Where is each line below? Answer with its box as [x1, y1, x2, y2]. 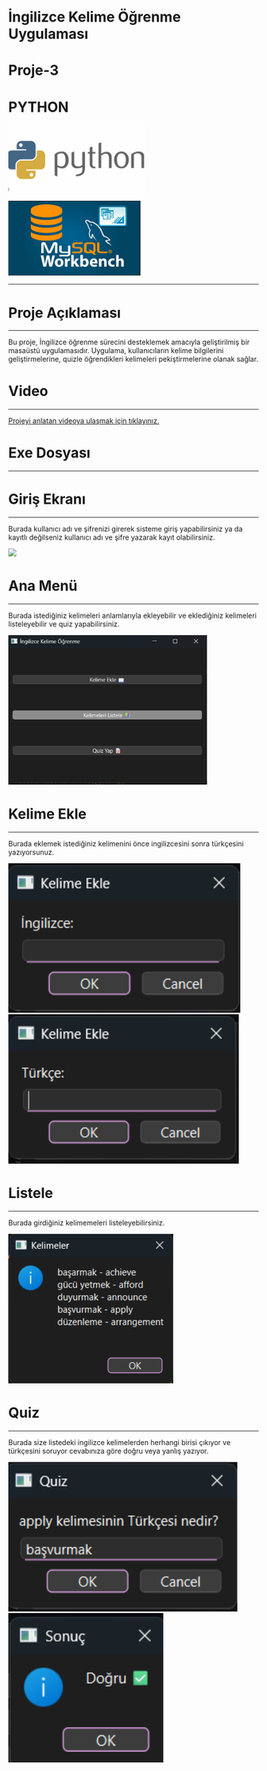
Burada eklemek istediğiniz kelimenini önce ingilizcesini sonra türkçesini [8, 838, 244, 848]
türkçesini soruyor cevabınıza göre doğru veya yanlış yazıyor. [8, 1446, 209, 1455]
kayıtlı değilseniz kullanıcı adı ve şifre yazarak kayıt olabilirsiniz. [8, 532, 216, 542]
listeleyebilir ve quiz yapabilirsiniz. [8, 619, 120, 629]
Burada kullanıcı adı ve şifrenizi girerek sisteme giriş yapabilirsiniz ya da [8, 524, 243, 534]
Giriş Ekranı [8, 490, 86, 509]
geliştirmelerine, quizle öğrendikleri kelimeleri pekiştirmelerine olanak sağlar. [8, 355, 259, 364]
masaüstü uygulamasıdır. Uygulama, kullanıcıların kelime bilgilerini [8, 346, 224, 355]
